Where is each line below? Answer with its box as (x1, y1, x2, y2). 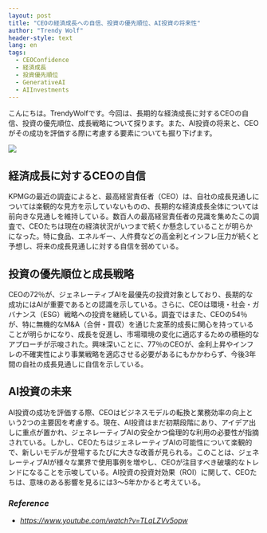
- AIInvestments (15, 85, 69, 94)
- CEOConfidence (15, 57, 69, 65)
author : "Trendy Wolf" (8, 26, 84, 34)
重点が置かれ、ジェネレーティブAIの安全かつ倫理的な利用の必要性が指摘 (22, 427, 259, 437)
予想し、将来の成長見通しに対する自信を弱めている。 (8, 241, 183, 251)
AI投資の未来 (8, 385, 72, 398)
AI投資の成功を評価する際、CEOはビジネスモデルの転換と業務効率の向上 (8, 407, 246, 417)
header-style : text (8, 33, 73, 42)
